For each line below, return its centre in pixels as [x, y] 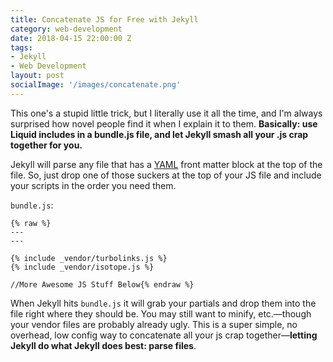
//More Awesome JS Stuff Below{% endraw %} [102, 284]
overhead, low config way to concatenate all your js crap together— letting [164, 335]
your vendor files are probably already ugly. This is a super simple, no [154, 324]
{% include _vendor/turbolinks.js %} [89, 258]
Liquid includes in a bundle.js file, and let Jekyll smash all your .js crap [159, 134]
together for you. [46, 145]
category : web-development [66, 29]
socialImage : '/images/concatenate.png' [96, 85]
